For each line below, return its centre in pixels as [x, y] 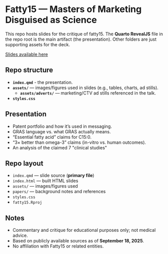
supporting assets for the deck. [38, 44]
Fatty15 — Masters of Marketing [73, 9]
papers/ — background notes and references [59, 192]
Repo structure [29, 70]
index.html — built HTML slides [45, 181]
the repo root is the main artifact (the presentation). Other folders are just [81, 39]
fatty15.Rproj [27, 203]
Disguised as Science [51, 20]
